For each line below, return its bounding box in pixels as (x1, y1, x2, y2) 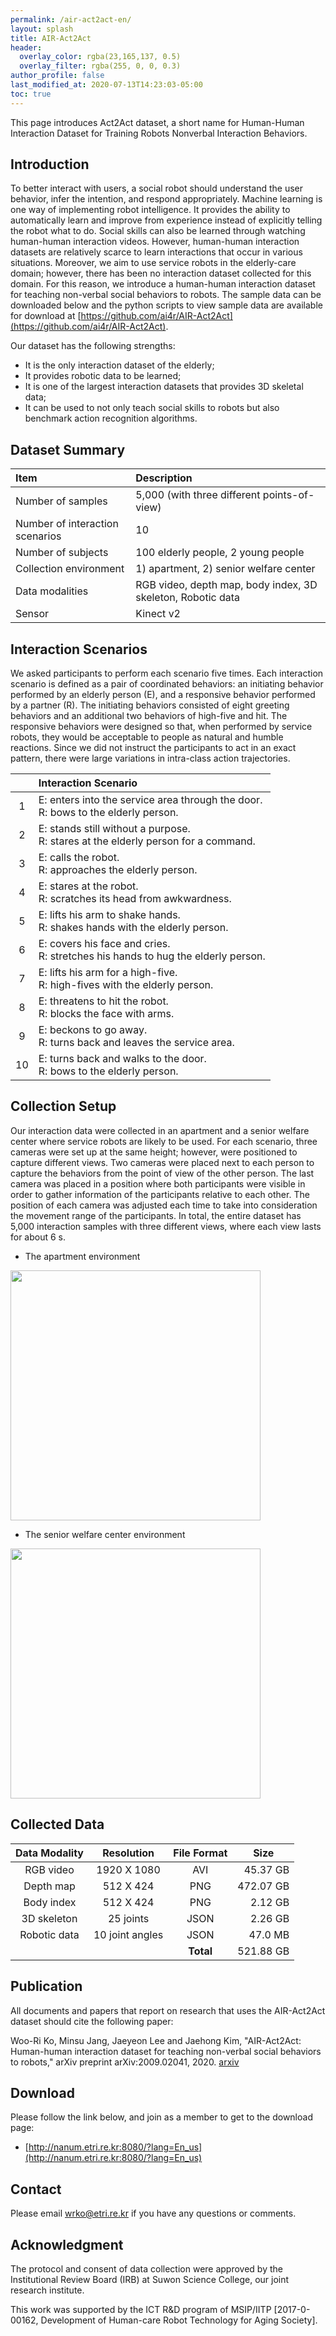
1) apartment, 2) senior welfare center (135, 562, 316, 576)
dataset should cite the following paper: (10, 2015, 174, 2027)
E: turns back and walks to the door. (38, 1052, 207, 1066)
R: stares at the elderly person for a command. (38, 834, 256, 848)
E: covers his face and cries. (38, 937, 171, 951)
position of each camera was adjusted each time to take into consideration (10, 1199, 318, 1211)
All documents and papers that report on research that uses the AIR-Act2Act (10, 2004, 326, 2016)
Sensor (15, 607, 50, 621)
